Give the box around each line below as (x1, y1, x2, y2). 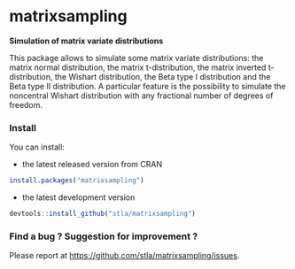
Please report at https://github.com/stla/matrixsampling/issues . (9, 250, 240, 261)
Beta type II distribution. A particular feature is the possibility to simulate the (9, 81, 286, 91)
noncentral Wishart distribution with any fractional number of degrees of (9, 90, 274, 101)
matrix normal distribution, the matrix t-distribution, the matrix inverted (9, 62, 267, 73)
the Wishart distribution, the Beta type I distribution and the (54, 71, 271, 81)
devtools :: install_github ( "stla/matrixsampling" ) (9, 210, 197, 219)
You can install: (9, 142, 65, 152)
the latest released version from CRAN (21, 159, 163, 170)
